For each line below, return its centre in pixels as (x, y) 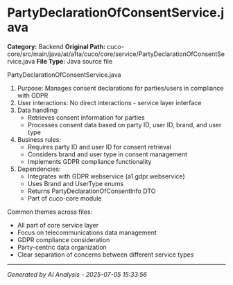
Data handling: (38, 110)
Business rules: (39, 139)
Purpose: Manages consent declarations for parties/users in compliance (120, 88)
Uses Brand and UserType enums (76, 183)
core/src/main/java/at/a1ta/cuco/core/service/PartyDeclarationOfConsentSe (116, 54)
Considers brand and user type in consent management (107, 154)
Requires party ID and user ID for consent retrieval (100, 147)
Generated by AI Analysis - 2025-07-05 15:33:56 (77, 274)
